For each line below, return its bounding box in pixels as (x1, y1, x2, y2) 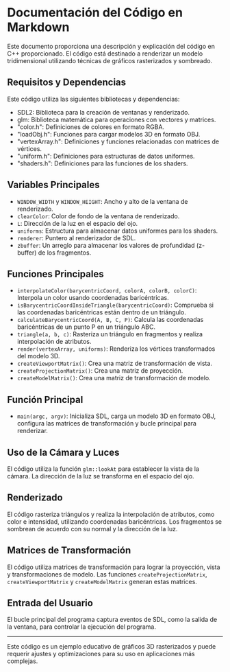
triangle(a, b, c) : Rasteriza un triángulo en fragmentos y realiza (16, 330, 203, 338)
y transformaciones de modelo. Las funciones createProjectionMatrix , (7, 570, 207, 578)
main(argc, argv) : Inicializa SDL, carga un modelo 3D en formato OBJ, (16, 412, 216, 420)
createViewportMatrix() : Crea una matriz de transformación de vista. (16, 359, 212, 368)
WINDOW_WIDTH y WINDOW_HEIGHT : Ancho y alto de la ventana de (16, 197, 188, 205)
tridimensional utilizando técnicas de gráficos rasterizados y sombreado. (7, 56, 213, 65)
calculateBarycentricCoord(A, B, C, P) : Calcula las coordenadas (16, 316, 204, 324)
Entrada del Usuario (7, 597, 94, 609)
